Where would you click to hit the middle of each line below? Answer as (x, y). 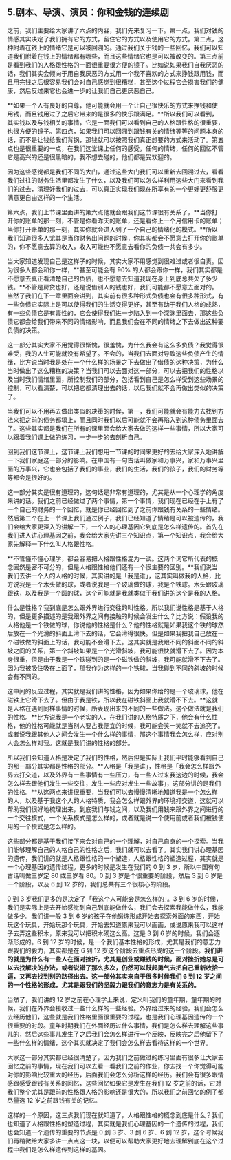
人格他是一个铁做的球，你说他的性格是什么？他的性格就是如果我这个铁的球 (112, 624)
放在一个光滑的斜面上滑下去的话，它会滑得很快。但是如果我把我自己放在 (115, 633)
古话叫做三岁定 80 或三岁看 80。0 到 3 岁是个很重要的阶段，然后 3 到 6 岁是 (115, 875)
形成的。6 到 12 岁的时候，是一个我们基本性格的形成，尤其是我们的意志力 (117, 942)
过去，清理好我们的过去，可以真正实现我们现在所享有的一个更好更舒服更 (121, 189)
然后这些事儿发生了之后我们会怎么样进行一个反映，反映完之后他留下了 (124, 1034)
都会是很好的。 (34, 477)
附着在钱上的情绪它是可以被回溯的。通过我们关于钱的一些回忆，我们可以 (115, 48)
